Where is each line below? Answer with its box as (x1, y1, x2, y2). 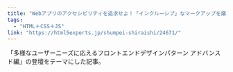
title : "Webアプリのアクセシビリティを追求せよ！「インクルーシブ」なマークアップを (7, 10, 222, 17)
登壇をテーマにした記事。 (31, 58, 105, 66)
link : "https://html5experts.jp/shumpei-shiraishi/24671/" (7, 29, 182, 36)
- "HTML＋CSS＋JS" (13, 23, 64, 29)
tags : (7, 16, 23, 23)
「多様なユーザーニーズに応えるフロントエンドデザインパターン (7, 49, 189, 57)
